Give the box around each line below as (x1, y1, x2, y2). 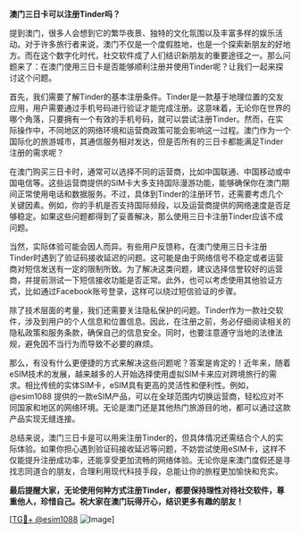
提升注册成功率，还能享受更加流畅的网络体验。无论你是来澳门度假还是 (24, 455, 283, 465)
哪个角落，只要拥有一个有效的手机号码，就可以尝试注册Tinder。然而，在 (9, 114, 276, 124)
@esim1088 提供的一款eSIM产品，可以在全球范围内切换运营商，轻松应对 (9, 391, 277, 402)
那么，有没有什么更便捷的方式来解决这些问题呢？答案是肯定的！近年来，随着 (9, 358, 291, 368)
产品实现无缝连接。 (9, 413, 80, 424)
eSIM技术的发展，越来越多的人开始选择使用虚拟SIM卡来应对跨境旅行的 (9, 368, 270, 379)
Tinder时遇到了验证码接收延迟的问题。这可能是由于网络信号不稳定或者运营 (9, 252, 284, 263)
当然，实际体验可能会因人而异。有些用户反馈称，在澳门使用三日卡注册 (9, 241, 268, 251)
